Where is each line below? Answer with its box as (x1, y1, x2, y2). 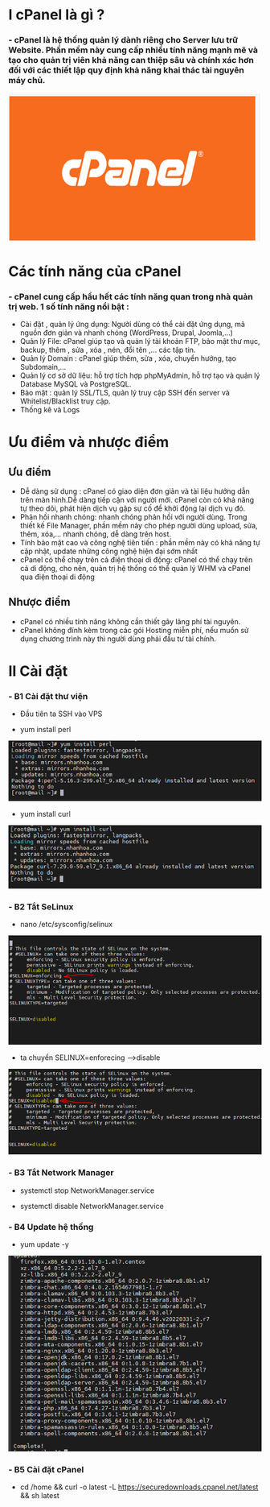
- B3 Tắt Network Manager (8, 1167, 114, 1178)
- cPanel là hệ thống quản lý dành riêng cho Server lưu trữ (8, 35, 239, 46)
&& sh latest (19, 1491, 60, 1501)
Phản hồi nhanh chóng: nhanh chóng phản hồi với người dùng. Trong (19, 512, 247, 522)
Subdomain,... (19, 362, 67, 372)
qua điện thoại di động (19, 572, 95, 582)
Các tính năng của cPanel (8, 262, 182, 280)
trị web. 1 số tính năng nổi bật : (8, 300, 130, 312)
